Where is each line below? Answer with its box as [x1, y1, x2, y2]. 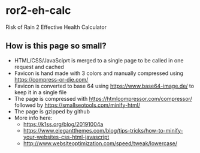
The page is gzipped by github [14, 107, 90, 115]
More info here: [14, 114, 53, 121]
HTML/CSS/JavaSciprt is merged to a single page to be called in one [14, 56, 184, 64]
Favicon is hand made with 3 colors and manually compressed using [14, 70, 184, 77]
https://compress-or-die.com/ [14, 76, 89, 83]
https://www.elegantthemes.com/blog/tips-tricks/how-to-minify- [23, 127, 183, 134]
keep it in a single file [14, 88, 67, 96]
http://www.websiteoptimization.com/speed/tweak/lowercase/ [23, 139, 178, 147]
